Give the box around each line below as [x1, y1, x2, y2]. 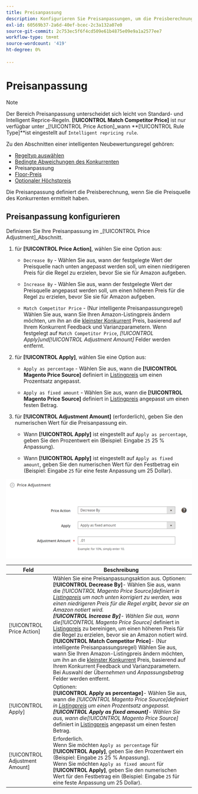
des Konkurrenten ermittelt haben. [6, 195, 90, 202]
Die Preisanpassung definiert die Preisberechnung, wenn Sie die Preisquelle [6, 188, 191, 195]
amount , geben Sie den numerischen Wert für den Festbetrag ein [23, 461, 179, 468]
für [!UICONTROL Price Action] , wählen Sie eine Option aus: [14, 245, 162, 252]
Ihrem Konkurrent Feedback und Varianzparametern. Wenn [23, 323, 167, 330]
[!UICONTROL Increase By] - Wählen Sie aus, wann [52, 612, 180, 619]
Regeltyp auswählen [14, 152, 65, 159]
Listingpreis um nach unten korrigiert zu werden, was [52, 593, 183, 601]
